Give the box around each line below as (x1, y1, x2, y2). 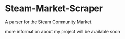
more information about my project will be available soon (5, 28, 121, 34)
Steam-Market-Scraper (5, 3, 103, 14)
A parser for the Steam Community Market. (5, 19, 93, 25)
